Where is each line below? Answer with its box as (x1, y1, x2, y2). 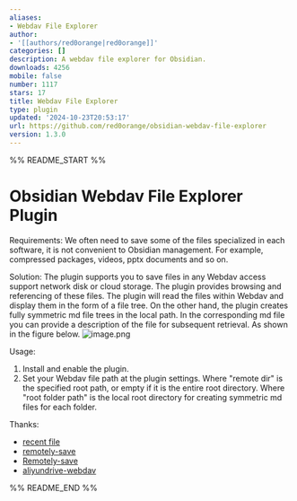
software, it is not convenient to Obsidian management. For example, (9, 244, 264, 255)
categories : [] (9, 47, 66, 56)
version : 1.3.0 (9, 130, 66, 139)
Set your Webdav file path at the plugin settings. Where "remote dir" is (22, 373, 284, 383)
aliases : (9, 13, 42, 22)
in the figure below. (9, 329, 81, 339)
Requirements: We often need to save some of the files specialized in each (9, 234, 285, 245)
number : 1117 (9, 80, 58, 89)
